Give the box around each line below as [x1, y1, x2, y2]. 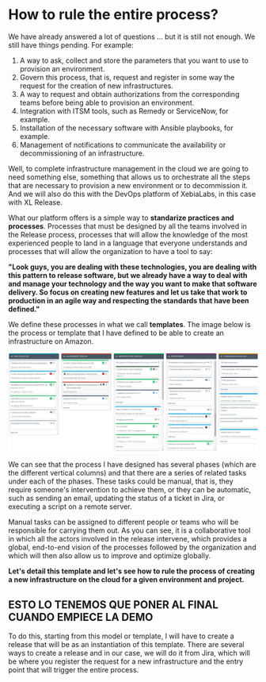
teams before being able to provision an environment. [19, 98, 195, 107]
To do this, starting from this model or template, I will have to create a [8, 631, 235, 641]
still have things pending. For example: [8, 40, 135, 49]
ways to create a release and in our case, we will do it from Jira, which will [8, 649, 251, 658]
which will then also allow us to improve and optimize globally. [8, 551, 211, 561]
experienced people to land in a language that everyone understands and [8, 238, 248, 248]
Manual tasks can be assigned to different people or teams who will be [8, 518, 239, 527]
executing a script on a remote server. [8, 502, 132, 511]
